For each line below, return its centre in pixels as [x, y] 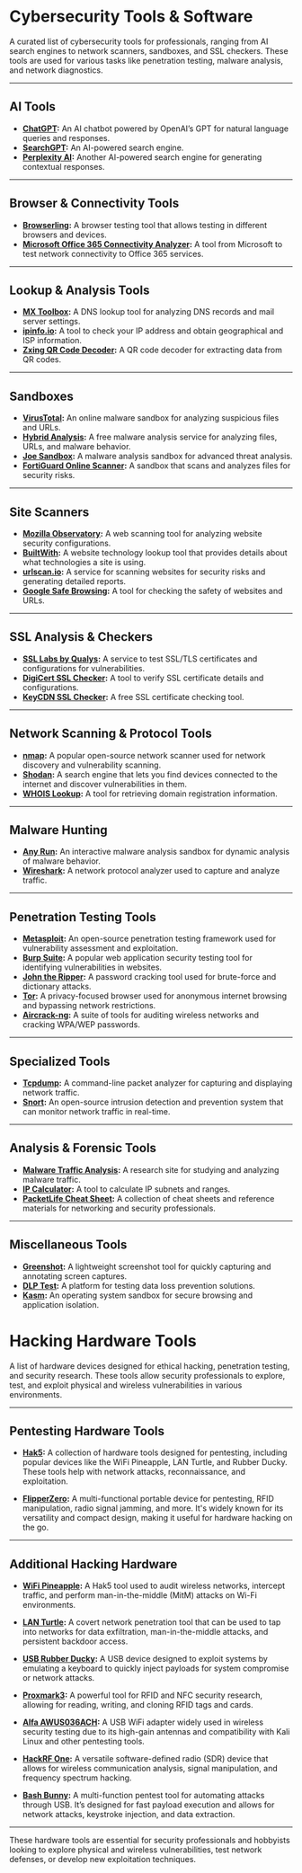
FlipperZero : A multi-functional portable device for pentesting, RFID [148, 1499]
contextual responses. [63, 166]
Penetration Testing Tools [83, 917]
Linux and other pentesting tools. [84, 1742]
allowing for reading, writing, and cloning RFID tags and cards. [138, 1705]
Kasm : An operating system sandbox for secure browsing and [138, 1295]
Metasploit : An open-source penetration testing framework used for [149, 939]
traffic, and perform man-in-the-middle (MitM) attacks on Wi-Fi [140, 1595]
